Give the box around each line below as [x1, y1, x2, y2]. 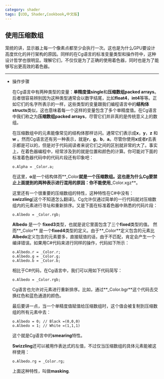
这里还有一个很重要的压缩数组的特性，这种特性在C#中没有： [12, 190, 134, 196]
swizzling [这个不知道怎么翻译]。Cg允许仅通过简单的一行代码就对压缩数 [12, 196, 157, 202]
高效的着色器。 [21, 63, 52, 69]
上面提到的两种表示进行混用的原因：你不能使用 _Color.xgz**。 [16, 180, 141, 186]
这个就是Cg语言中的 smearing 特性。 [12, 332, 85, 339]
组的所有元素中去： [12, 309, 51, 315]
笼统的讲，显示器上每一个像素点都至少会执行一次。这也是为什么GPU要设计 [5, 45, 155, 51]
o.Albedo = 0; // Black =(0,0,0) [12, 319, 81, 324]
